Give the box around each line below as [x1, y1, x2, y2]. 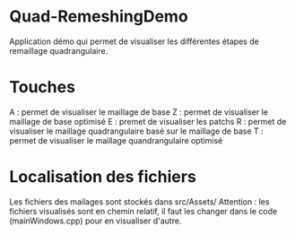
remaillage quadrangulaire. [9, 45, 108, 56]
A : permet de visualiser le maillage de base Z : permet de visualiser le [9, 106, 269, 117]
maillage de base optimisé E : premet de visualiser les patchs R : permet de [9, 116, 287, 126]
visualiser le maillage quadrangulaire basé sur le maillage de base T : [9, 126, 265, 136]
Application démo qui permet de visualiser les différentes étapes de [9, 36, 260, 47]
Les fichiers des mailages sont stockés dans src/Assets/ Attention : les [9, 196, 270, 207]
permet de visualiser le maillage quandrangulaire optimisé [9, 135, 223, 145]
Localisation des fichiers [9, 167, 197, 187]
